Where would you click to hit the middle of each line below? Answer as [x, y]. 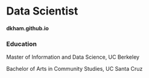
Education [22, 44]
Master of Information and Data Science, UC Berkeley [73, 57]
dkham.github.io [28, 28]
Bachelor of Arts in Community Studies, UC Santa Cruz [74, 69]
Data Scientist [42, 11]
